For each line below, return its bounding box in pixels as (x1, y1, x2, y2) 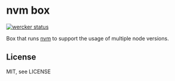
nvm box (6, 4, 50, 17)
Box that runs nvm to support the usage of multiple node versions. (6, 35, 169, 42)
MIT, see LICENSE (6, 68, 51, 75)
